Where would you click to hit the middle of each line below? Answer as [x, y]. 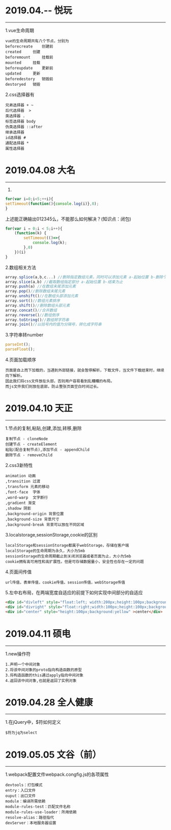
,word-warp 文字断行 [27, 497]
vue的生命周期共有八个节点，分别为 [37, 41]
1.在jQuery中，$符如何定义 [33, 722]
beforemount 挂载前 [29, 57]
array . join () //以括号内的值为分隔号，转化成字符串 [53, 325]
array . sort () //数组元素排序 [33, 301]
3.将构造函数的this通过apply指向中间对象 [45, 675]
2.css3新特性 [19, 465]
